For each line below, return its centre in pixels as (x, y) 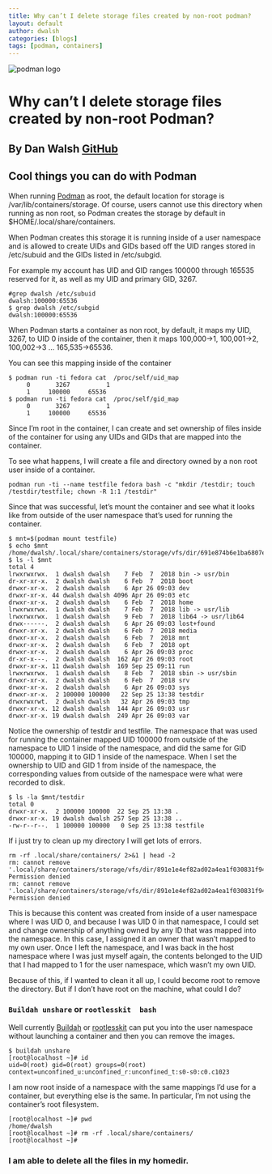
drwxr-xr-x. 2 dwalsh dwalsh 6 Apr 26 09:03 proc (101, 652)
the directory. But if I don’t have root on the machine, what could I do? (125, 989)
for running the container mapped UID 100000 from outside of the (118, 739)
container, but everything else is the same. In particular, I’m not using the (130, 1095)
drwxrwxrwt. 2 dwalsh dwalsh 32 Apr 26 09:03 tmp (99, 701)
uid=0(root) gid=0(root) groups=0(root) (78, 1065)
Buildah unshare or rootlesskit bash (83, 1010)
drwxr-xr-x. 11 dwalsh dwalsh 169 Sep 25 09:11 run (99, 666)
